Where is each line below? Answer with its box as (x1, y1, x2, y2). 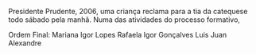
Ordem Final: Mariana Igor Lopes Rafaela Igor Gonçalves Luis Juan (8, 31, 227, 39)
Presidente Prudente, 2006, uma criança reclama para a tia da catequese (8, 7, 248, 16)
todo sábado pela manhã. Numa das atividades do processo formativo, (8, 15, 241, 24)
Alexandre (8, 38, 42, 48)
